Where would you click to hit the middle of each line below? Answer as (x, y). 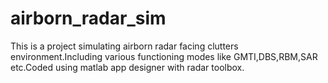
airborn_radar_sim (88, 18)
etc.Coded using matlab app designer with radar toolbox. (127, 67)
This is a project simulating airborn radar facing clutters (124, 46)
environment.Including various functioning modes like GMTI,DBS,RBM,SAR (164, 56)
